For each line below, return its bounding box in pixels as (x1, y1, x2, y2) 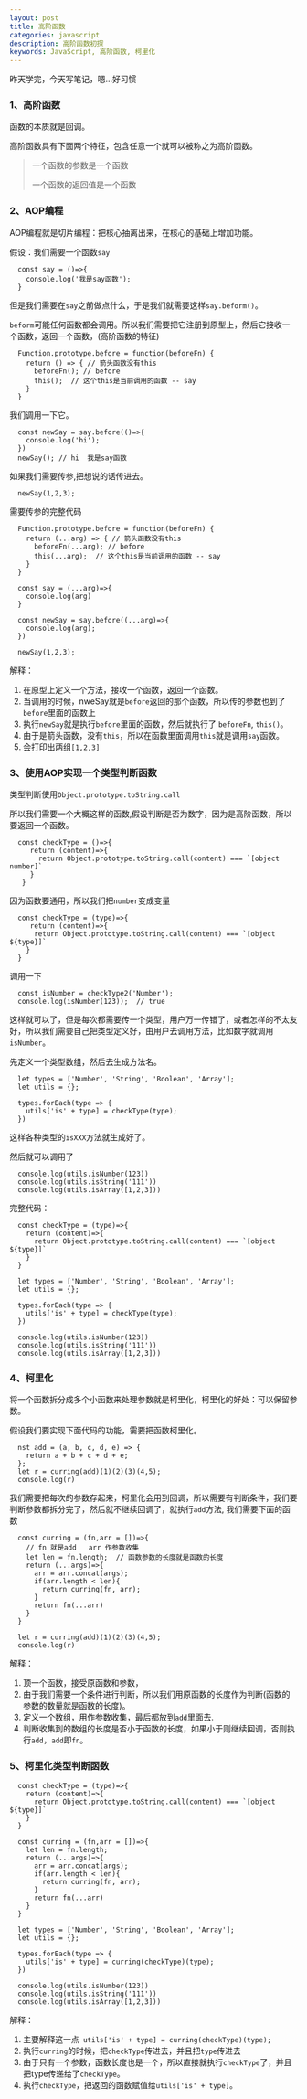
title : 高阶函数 (9, 22, 66, 31)
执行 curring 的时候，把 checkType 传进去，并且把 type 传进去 (22, 2045, 241, 2056)
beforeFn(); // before (33, 367, 121, 376)
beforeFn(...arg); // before (33, 541, 145, 551)
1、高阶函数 (9, 99, 61, 112)
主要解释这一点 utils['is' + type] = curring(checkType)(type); (22, 2033, 272, 2044)
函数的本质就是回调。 (9, 121, 90, 133)
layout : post (9, 13, 59, 23)
